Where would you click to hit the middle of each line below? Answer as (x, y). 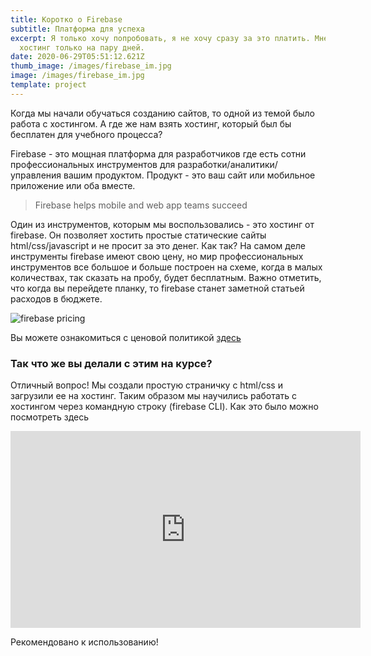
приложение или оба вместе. (73, 185)
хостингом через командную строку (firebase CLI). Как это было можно (164, 407)
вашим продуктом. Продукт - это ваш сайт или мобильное (189, 175)
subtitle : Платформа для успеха (77, 29)
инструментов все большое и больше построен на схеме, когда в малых (166, 267)
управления (36, 175)
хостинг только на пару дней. (82, 47)
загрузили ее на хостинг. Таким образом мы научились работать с (154, 396)
